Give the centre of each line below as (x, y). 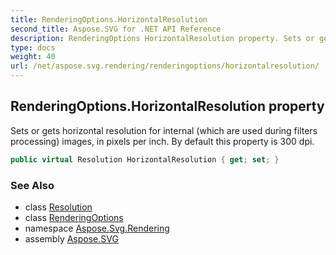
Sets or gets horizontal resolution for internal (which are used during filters (164, 130)
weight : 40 (33, 57)
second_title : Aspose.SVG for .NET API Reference (116, 29)
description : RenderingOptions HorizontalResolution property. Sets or (162, 38)
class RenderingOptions (74, 217)
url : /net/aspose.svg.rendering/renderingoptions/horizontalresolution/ (165, 66)
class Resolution (58, 207)
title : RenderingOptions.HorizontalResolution (109, 19)
